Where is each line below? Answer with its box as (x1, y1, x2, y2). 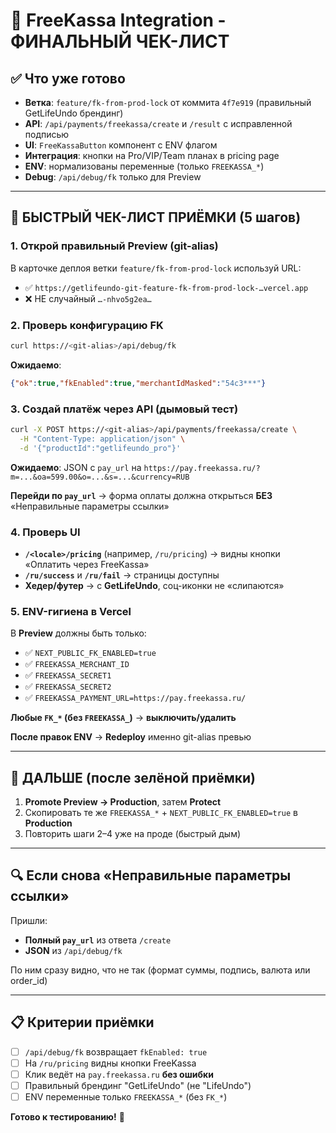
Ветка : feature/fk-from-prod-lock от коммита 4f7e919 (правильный (24, 97, 312, 108)
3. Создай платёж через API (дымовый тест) (10, 402, 239, 416)
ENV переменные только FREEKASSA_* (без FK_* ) (24, 1090, 228, 1103)
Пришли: (10, 914, 48, 926)
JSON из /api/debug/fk (24, 944, 123, 956)
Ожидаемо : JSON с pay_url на (10, 461, 142, 473)
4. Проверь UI (10, 525, 81, 539)
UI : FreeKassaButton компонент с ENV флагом (24, 139, 218, 151)
